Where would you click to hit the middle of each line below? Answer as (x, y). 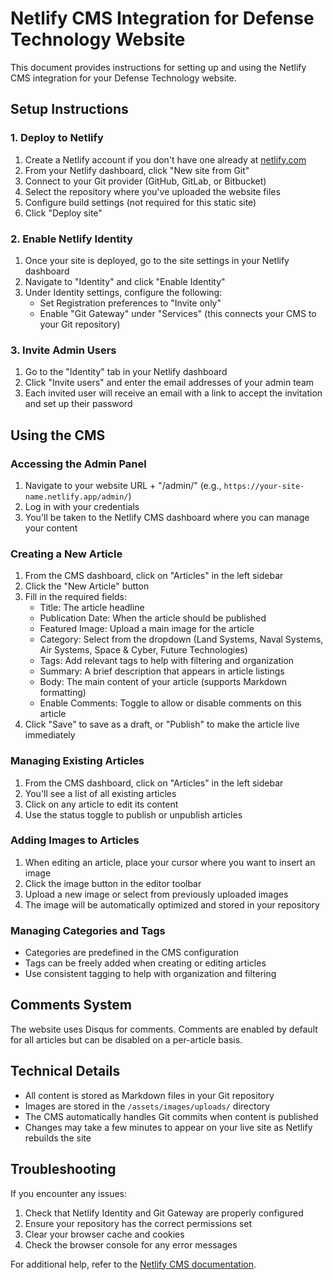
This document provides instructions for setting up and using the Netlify (158, 67)
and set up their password (78, 404)
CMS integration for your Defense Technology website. (123, 78)
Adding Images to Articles (75, 840)
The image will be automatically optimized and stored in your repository (172, 904)
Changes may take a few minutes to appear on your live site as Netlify (168, 1127)
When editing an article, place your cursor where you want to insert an (170, 862)
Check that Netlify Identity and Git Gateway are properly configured (164, 1213)
